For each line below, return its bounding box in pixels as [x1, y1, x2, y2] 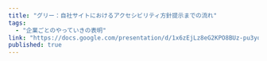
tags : [8, 19, 26, 27]
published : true [8, 41, 62, 49]
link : [8, 33, 26, 42]
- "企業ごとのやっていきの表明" [15, 26, 106, 34]
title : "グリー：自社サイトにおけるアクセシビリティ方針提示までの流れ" [8, 11, 217, 20]
